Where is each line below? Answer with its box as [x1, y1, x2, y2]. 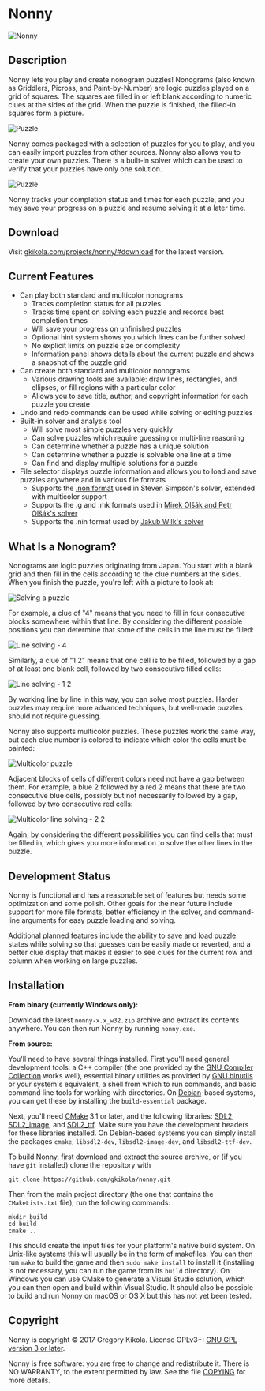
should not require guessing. [8, 711, 102, 721]
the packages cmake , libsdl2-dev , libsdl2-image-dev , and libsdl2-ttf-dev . [8, 1136, 252, 1145]
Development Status [8, 869, 111, 883]
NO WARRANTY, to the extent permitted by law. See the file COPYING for [8, 1367, 246, 1376]
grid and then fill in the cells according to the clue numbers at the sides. [8, 569, 241, 579]
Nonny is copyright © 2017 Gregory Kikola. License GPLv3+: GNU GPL [8, 1335, 238, 1344]
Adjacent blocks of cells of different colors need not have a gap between [8, 774, 245, 784]
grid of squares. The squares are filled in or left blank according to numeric [8, 92, 252, 101]
